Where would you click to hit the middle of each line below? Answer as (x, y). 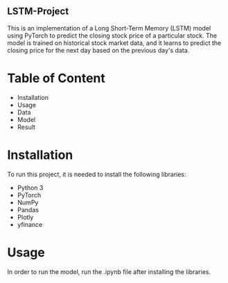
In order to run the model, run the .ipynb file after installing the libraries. (109, 272)
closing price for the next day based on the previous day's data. (98, 50)
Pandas (28, 209)
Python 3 (30, 187)
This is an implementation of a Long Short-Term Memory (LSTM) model (109, 28)
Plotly (25, 217)
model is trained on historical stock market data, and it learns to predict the (114, 43)
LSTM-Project (38, 11)
